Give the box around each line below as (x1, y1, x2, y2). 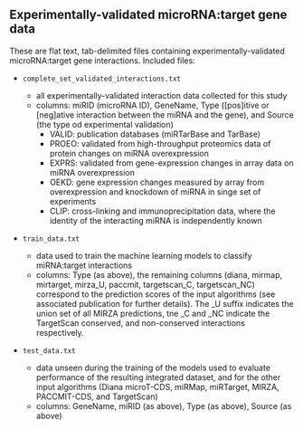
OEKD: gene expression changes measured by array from (49, 176, 265, 187)
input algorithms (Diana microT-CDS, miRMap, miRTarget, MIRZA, (35, 381, 279, 392)
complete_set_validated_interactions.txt (22, 74, 181, 83)
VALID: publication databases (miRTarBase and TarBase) (49, 129, 260, 139)
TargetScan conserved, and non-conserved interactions (35, 317, 246, 329)
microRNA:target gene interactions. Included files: (9, 54, 196, 66)
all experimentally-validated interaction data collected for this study (35, 90, 288, 100)
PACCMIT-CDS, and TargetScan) (35, 391, 158, 402)
